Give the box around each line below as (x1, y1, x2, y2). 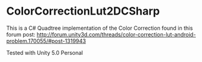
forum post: (6, 30, 35, 38)
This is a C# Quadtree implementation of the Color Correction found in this (6, 24, 193, 32)
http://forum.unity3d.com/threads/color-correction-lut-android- (36, 30, 197, 38)
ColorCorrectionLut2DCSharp (6, 4, 160, 18)
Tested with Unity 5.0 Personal (6, 49, 83, 56)
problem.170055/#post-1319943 (6, 37, 86, 44)
